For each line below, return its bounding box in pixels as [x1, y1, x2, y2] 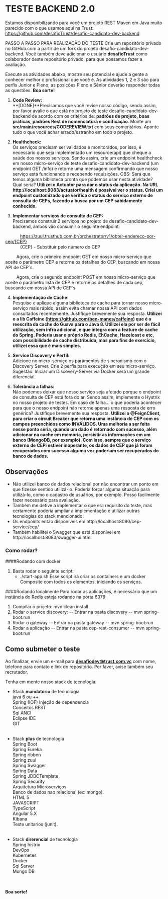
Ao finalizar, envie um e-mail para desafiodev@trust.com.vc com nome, [5, 658, 156, 664]
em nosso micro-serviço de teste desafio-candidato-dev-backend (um [12, 160, 159, 166]
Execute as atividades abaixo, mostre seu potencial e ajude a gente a [5, 71, 148, 77]
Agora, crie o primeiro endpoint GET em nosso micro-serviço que [16, 254, 152, 260]
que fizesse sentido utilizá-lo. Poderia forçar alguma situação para [12, 486, 150, 492]
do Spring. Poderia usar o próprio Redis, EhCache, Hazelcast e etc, [12, 332, 154, 338]
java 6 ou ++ [12, 694, 39, 700]
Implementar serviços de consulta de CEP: [12, 212, 104, 219]
